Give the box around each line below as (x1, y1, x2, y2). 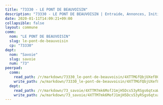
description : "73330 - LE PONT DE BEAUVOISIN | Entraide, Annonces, (5, 12, 147, 16)
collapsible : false (5, 20, 45, 26)
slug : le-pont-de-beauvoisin (9, 39, 68, 44)
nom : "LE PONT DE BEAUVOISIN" (9, 34, 70, 39)
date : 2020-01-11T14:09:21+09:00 (5, 16, 73, 21)
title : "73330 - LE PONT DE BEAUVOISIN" (5, 7, 88, 12)
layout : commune (5, 25, 38, 30)
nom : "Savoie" (9, 52, 38, 57)
